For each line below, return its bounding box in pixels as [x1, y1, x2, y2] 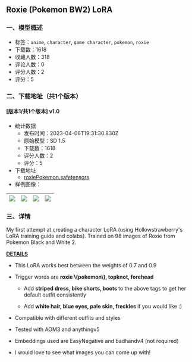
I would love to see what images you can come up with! [14, 349, 151, 356]
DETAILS [6, 250, 29, 258]
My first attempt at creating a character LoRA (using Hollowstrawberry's [6, 226, 183, 233]
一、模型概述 [6, 24, 43, 32]
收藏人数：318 [14, 53, 50, 60]
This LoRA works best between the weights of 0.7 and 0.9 [14, 262, 157, 269]
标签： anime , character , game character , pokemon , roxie [14, 38, 150, 45]
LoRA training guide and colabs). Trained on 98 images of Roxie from [6, 232, 175, 240]
